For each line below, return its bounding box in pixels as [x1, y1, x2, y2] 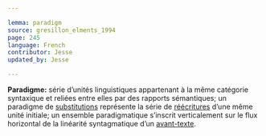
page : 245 [7, 34, 41, 42]
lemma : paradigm [7, 18, 62, 26]
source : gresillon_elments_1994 [7, 26, 116, 34]
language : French [7, 41, 66, 49]
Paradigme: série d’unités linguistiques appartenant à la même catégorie [7, 85, 249, 94]
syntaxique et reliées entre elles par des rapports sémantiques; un [7, 94, 227, 102]
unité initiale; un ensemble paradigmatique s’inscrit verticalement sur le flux [7, 110, 258, 120]
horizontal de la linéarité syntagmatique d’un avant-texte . [7, 119, 196, 128]
